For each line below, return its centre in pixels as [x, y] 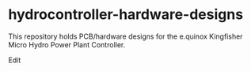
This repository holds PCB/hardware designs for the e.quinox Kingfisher [125, 36]
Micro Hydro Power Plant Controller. [67, 44]
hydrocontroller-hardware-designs [126, 15]
